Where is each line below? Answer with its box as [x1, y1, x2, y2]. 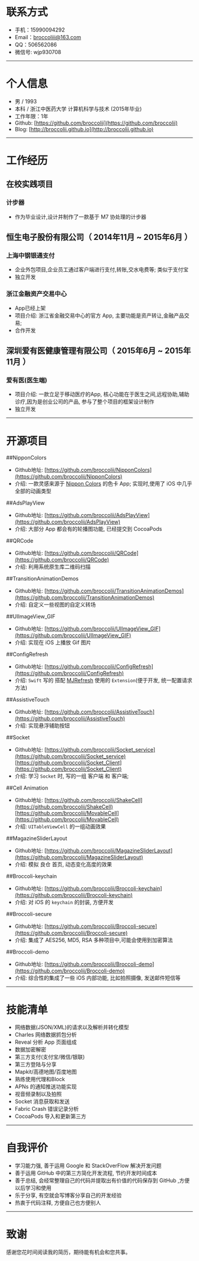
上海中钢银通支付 [6, 252, 55, 260]
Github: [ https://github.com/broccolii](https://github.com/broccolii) [14, 119, 178, 126]
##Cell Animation [6, 784, 49, 791]
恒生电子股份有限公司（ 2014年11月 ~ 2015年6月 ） [6, 232, 192, 242]
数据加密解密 [14, 1046, 46, 1053]
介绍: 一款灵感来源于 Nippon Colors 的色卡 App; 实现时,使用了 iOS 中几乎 [14, 480, 192, 487]
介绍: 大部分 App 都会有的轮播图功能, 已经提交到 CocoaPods [14, 525, 162, 533]
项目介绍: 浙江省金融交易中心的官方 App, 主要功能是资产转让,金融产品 [14, 312, 185, 319]
